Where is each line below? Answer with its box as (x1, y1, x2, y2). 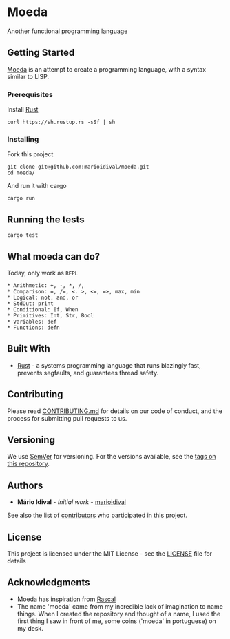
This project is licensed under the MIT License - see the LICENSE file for (7, 549, 212, 558)
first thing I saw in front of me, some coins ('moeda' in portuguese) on (17, 617, 217, 625)
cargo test (7, 232, 39, 239)
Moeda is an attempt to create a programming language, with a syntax (7, 65, 207, 73)
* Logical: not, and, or (7, 294, 79, 301)
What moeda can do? (7, 251, 101, 262)
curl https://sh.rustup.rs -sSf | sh (7, 118, 116, 126)
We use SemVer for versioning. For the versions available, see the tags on (7, 452, 216, 461)
